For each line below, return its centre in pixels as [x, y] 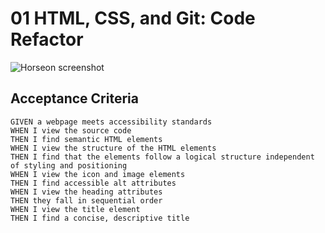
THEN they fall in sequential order [86, 200]
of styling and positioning [69, 165]
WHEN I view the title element [75, 209]
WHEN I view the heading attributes [86, 192]
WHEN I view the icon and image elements [98, 174]
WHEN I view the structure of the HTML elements [113, 148]
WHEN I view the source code [71, 130]
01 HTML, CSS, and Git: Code [133, 18]
